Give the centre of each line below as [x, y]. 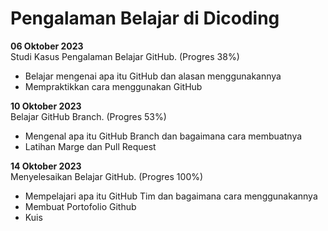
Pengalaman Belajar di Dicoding [145, 18]
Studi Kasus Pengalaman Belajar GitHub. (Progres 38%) [125, 56]
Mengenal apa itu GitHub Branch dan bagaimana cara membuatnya [163, 136]
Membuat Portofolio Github [80, 206]
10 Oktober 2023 [46, 106]
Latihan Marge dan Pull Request [90, 146]
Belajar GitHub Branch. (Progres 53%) [88, 116]
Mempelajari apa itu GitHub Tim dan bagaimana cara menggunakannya [171, 196]
